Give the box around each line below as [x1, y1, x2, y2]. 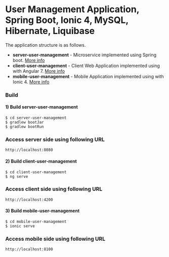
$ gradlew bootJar [5, 120, 44, 125]
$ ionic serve [5, 223, 35, 229]
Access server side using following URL [5, 136, 105, 143]
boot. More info [12, 57, 45, 63]
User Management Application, [5, 4, 140, 15]
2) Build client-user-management [5, 158, 77, 164]
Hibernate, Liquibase [5, 25, 95, 37]
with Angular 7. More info [12, 68, 65, 74]
